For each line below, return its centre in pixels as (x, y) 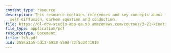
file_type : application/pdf (35, 29)
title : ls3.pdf (21, 38)
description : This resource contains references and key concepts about (84, 15)
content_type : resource (31, 10)
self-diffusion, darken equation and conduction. (63, 19)
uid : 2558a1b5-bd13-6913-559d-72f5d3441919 (52, 43)
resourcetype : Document (31, 33)
